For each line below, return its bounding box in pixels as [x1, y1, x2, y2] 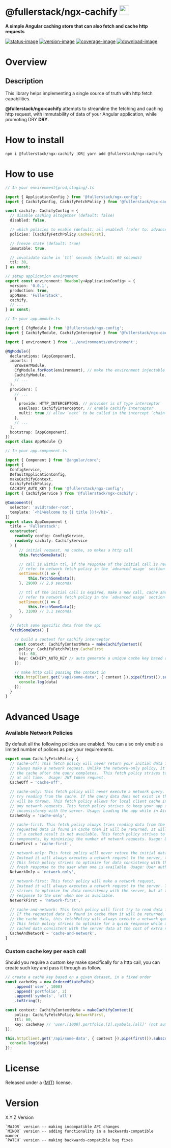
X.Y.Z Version [5, 1114, 34, 1120]
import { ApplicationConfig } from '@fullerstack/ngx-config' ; [5, 194, 142, 200]
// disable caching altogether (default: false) [10, 213, 115, 218]
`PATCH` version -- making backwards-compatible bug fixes [5, 1138, 133, 1143]
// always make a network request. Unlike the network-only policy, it [10, 765, 165, 771]
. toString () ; [14, 998, 42, 1004]
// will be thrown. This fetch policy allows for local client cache [10, 799, 160, 804]
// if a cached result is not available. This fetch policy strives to [10, 832, 165, 837]
